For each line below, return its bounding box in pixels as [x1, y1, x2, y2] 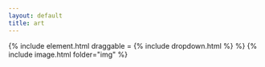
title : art [8, 19, 45, 27]
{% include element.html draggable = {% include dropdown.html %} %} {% [8, 41, 258, 50]
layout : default [8, 11, 63, 20]
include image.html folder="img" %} [8, 49, 128, 59]
